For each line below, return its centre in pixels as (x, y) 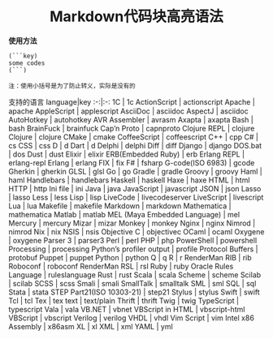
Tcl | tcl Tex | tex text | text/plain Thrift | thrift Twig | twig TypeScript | (124, 300)
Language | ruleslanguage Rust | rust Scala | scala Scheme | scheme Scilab (135, 275)
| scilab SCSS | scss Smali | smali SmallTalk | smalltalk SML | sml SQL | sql (132, 283)
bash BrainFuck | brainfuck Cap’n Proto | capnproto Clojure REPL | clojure (132, 128)
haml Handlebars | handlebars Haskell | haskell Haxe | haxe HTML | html (129, 180)
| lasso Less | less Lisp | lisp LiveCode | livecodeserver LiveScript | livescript (136, 197)
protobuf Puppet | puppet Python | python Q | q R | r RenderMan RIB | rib (130, 257)
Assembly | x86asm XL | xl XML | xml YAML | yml (91, 326)
